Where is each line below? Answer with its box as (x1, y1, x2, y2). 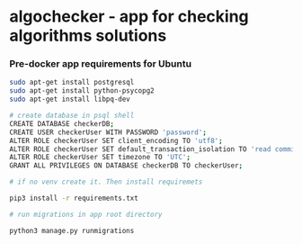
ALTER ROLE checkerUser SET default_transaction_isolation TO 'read (9, 144, 271, 154)
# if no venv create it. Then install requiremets (9, 177, 203, 186)
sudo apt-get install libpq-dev (9, 95, 130, 104)
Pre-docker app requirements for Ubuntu (9, 58, 191, 70)
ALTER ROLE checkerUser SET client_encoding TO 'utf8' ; (9, 136, 223, 145)
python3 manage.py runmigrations (9, 226, 135, 235)
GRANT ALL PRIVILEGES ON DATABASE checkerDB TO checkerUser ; (9, 161, 244, 170)
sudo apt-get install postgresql (9, 78, 135, 87)
